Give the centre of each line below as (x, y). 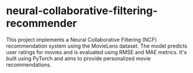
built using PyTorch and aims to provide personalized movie (79, 58)
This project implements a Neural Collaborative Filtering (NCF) (81, 39)
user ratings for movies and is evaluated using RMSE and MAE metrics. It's (96, 52)
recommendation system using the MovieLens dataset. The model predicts (97, 46)
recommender (41, 23)
